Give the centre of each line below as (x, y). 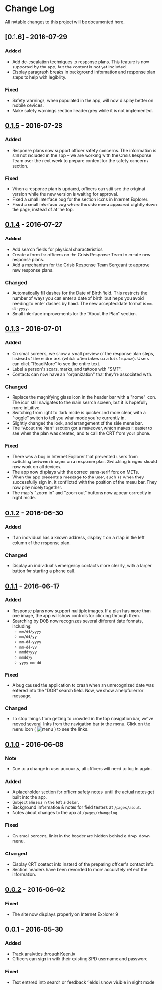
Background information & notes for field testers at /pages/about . (77, 807)
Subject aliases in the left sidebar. (45, 802)
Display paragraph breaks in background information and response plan (84, 72)
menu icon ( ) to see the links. (50, 729)
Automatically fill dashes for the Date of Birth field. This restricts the (80, 293)
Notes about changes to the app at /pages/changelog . (65, 813)
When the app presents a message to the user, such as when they (78, 477)
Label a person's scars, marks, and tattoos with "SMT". (67, 369)
